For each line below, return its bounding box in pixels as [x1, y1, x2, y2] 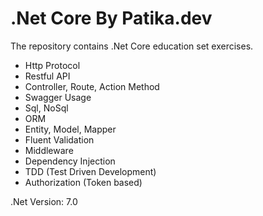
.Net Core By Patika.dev [10, 7, 213, 30]
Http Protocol [24, 59, 81, 71]
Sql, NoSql [24, 102, 69, 114]
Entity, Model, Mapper [24, 123, 117, 135]
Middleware [24, 144, 74, 156]
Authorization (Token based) [24, 176, 143, 188]
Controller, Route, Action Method [24, 80, 160, 92]
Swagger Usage [24, 91, 92, 103]
